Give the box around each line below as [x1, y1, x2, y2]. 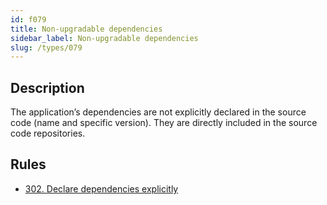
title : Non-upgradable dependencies [10, 24, 163, 34]
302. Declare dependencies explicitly [24, 182, 179, 195]
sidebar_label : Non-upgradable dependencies [10, 33, 199, 43]
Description [10, 79, 85, 96]
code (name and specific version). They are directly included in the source [10, 117, 318, 129]
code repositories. [10, 127, 86, 140]
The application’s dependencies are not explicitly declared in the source [10, 106, 307, 118]
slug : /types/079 [10, 42, 83, 53]
